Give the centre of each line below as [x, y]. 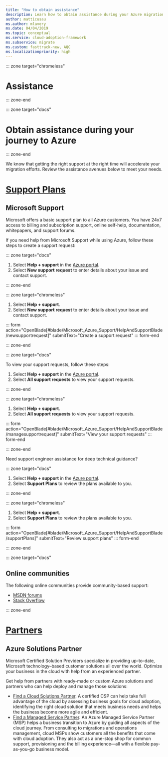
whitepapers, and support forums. [41, 230]
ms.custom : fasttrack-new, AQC [38, 47]
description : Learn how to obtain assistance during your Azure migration [85, 14]
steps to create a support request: [41, 245]
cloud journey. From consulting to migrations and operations [75, 728]
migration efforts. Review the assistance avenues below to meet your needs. [84, 169]
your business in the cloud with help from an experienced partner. [73, 671]
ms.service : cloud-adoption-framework [46, 38]
